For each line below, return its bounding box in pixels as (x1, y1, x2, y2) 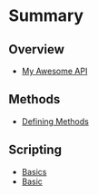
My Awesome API (21, 65, 88, 76)
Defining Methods (21, 115, 90, 127)
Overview (8, 42, 65, 57)
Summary (8, 5, 83, 26)
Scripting (8, 142, 63, 158)
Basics (21, 166, 47, 177)
